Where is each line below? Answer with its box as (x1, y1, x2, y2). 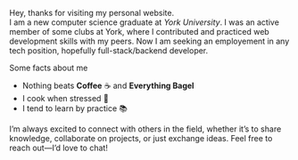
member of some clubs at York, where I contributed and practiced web (9, 27, 269, 36)
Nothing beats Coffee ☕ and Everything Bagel (21, 80, 195, 91)
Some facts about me (9, 62, 88, 73)
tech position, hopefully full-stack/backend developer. (9, 45, 209, 56)
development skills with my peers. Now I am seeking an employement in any (9, 36, 290, 46)
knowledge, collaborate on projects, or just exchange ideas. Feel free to (9, 133, 273, 143)
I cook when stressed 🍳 (21, 93, 109, 103)
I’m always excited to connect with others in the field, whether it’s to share (9, 124, 282, 134)
